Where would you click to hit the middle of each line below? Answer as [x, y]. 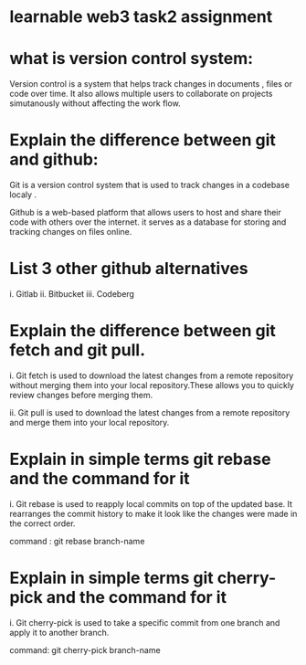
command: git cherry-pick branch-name [85, 649]
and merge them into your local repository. [90, 422]
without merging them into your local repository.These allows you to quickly [152, 385]
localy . [23, 195]
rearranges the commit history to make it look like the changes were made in [153, 513]
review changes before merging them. [81, 395]
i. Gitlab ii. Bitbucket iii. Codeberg [72, 294]
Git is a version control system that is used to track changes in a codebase [150, 185]
